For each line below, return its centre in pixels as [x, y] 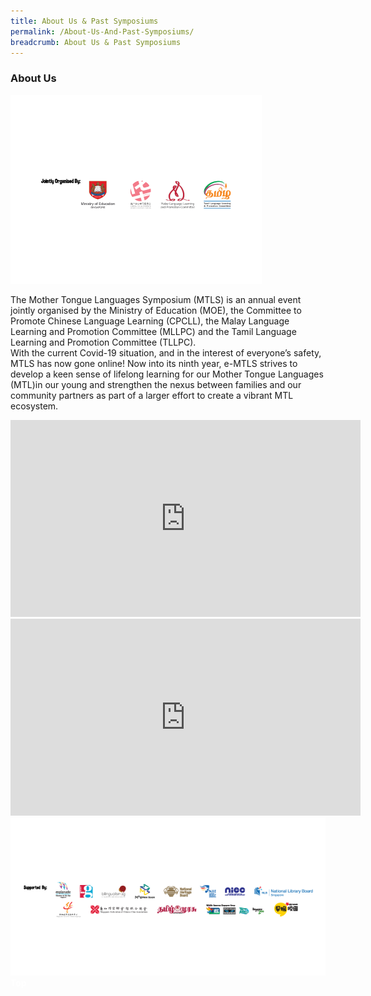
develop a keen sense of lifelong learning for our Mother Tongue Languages [167, 374]
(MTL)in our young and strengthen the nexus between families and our [156, 384]
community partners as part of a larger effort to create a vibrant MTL [152, 395]
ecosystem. [34, 406]
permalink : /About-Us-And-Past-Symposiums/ [102, 31]
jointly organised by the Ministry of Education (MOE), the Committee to [156, 310]
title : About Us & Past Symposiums [84, 21]
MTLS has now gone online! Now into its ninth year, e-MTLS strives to [154, 363]
